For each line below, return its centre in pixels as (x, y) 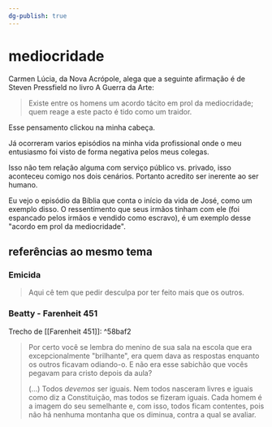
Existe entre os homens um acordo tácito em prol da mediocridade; (141, 103)
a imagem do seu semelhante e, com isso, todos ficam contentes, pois (146, 406)
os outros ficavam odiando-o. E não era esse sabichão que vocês (138, 364)
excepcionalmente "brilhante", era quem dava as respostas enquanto (144, 356)
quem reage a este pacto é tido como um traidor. (110, 111)
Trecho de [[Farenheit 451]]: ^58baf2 (70, 331)
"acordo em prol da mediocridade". (67, 226)
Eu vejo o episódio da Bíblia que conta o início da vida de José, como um (130, 201)
